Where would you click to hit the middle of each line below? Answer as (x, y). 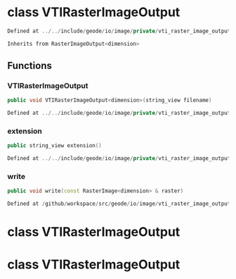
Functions (30, 66)
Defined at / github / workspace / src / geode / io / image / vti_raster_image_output (119, 204)
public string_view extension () (54, 146)
